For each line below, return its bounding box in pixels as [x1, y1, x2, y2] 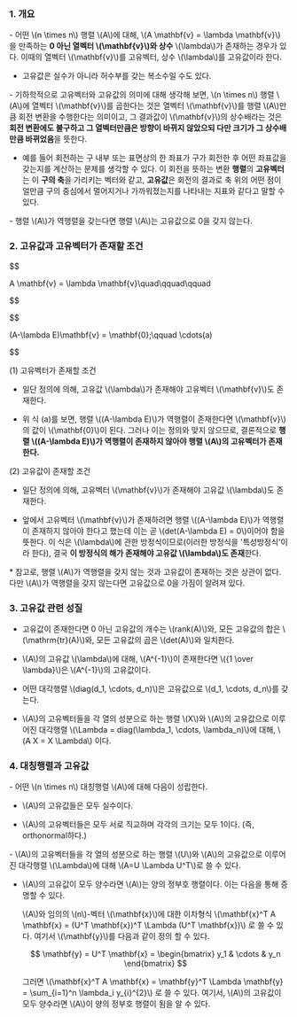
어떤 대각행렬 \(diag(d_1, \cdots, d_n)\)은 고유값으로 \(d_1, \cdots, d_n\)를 [21, 683, 279, 694]
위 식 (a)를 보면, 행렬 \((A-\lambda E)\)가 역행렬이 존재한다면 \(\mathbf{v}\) [21, 414, 286, 424]
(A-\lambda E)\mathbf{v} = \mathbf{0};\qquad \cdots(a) [9, 330, 213, 340]
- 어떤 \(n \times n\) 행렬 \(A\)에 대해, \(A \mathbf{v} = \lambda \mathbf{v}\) [9, 29, 281, 41]
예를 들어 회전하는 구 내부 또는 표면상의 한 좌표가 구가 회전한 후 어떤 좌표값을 [21, 152, 287, 163]
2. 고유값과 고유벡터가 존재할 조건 [9, 240, 144, 252]
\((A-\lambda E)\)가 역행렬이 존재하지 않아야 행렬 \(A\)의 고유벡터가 [30, 436, 267, 446]
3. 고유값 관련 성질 [9, 602, 83, 614]
